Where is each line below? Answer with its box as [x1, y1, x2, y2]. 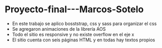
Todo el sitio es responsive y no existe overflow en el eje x [12, 31, 135, 37]
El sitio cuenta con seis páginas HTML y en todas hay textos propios [12, 37, 155, 43]
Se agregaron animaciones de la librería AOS [12, 26, 106, 32]
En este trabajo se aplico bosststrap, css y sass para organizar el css [12, 20, 157, 27]
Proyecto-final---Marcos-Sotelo [5, 4, 144, 15]
